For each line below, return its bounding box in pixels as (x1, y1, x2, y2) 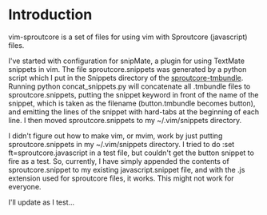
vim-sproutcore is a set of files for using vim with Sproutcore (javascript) (8, 32, 248, 42)
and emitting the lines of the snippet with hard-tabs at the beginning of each (8, 106, 260, 117)
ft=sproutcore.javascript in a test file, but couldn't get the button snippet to (8, 148, 254, 157)
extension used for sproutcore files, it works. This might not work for (8, 173, 234, 183)
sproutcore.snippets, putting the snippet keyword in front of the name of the (8, 90, 259, 99)
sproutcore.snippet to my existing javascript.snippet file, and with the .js (8, 165, 245, 174)
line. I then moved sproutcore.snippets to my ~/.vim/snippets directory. (8, 115, 242, 125)
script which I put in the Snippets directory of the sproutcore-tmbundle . (8, 73, 244, 82)
